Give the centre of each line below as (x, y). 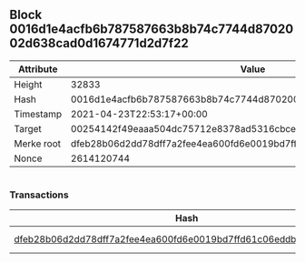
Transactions (39, 195)
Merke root (38, 143)
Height (28, 84)
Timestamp (38, 114)
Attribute (38, 69)
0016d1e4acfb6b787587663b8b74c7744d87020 (152, 30)
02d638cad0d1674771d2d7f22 (99, 43)
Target (28, 128)
